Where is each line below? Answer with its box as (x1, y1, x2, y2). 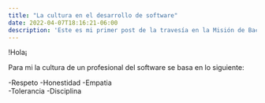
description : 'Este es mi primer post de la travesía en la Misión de (8, 26, 245, 34)
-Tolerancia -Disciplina (8, 86, 82, 96)
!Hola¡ (8, 48, 28, 57)
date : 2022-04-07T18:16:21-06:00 (8, 19, 118, 27)
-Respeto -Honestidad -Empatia (8, 78, 112, 87)
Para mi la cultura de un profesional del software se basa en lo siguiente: (8, 63, 244, 72)
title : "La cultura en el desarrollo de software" (8, 11, 178, 20)
